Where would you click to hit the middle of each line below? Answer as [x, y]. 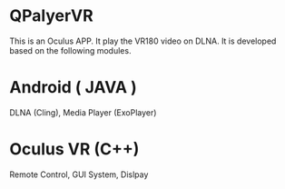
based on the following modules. [70, 50]
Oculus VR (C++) [74, 149]
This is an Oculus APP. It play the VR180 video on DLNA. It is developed [143, 41]
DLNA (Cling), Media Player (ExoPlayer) [83, 112]
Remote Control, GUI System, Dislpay [79, 174]
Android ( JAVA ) [74, 88]
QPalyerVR [51, 16]
